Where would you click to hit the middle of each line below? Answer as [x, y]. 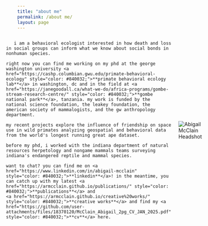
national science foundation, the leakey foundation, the [78, 105]
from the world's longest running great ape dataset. [73, 135]
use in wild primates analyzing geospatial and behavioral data [86, 130]
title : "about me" [40, 11]
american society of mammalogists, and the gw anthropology [81, 110]
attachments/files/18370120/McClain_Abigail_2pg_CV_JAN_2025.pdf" [89, 212]
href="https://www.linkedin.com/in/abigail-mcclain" [72, 171]
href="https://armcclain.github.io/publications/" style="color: [88, 187]
